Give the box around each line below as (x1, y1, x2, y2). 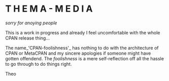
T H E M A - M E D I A (5, 3, 93, 15)
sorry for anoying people (5, 20, 57, 26)
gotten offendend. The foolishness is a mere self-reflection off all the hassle (5, 55, 164, 61)
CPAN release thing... (5, 35, 50, 41)
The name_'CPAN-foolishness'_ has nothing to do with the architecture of (5, 45, 159, 51)
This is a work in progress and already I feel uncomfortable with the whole (5, 29, 160, 35)
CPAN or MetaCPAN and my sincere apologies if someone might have (5, 50, 151, 56)
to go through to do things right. (5, 61, 72, 67)
